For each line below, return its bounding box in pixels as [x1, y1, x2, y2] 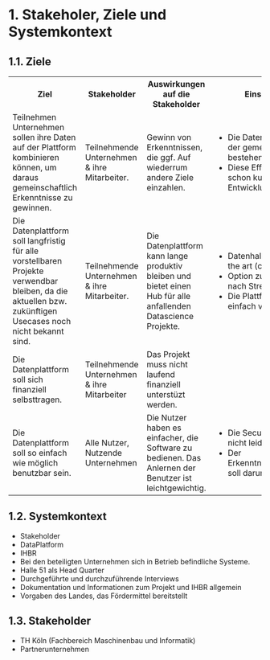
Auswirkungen [147, 79, 206, 89]
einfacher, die [146, 432, 198, 443]
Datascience [146, 311, 194, 322]
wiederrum [146, 162, 188, 173]
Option [227, 271, 253, 281]
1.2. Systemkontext [8, 510, 107, 523]
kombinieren [12, 152, 59, 162]
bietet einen [146, 281, 191, 291]
